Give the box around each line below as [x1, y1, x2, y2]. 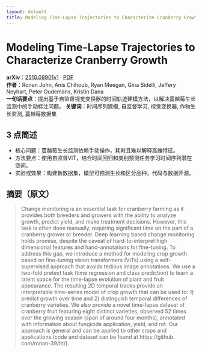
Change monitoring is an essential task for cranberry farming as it [20, 206, 184, 213]
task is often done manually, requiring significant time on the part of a [20, 224, 194, 232]
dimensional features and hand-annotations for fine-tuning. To [20, 244, 176, 251]
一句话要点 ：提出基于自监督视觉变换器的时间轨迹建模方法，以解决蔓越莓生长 [6, 95, 196, 102]
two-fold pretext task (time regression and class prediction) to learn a [20, 269, 194, 277]
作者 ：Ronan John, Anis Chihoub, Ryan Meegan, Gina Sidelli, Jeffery [6, 81, 176, 89]
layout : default [6, 8, 47, 15]
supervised [20, 263, 49, 270]
